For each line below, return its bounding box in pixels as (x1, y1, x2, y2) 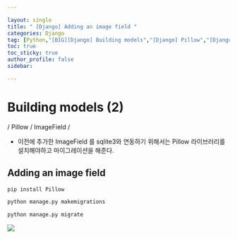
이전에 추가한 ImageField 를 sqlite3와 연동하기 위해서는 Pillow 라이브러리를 (17, 137, 226, 146)
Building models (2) (7, 99, 124, 115)
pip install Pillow (7, 185, 65, 193)
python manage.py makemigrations (7, 199, 106, 206)
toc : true (7, 43, 37, 50)
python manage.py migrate (7, 211, 83, 218)
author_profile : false (7, 56, 74, 64)
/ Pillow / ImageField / (7, 122, 71, 131)
